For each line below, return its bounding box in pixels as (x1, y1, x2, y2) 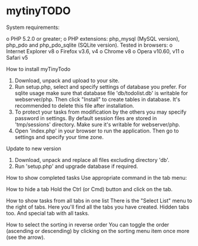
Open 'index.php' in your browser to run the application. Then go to (14, 127, 179, 134)
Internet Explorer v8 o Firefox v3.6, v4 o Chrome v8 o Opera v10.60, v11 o (6, 47, 184, 54)
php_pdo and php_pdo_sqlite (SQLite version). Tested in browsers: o (6, 41, 173, 48)
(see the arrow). (6, 234, 46, 241)
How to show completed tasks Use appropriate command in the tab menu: (6, 174, 187, 181)
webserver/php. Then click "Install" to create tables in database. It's (14, 96, 180, 103)
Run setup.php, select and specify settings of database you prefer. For (14, 83, 187, 90)
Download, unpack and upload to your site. (14, 77, 120, 84)
